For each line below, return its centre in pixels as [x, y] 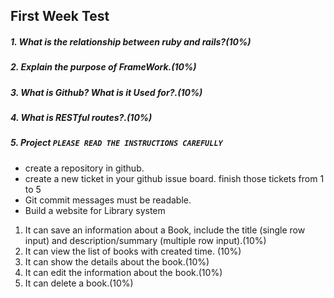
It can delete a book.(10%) [79, 283]
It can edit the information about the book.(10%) [123, 272]
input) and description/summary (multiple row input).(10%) [145, 240]
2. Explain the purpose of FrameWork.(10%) [103, 67]
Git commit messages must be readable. [108, 200]
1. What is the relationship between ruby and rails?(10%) [131, 41]
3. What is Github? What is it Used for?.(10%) [106, 92]
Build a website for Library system [95, 210]
